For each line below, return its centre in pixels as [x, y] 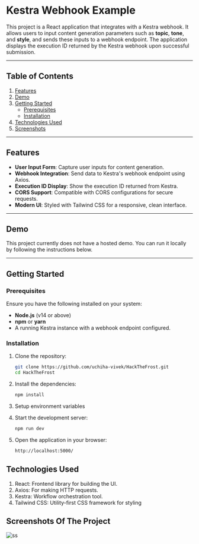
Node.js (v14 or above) [43, 315]
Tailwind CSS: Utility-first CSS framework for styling [78, 502]
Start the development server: [51, 418]
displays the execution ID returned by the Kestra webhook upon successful [98, 46]
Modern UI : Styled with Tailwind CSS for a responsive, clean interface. [101, 205]
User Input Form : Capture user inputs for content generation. [89, 167]
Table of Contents [40, 76]
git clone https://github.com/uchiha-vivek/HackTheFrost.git [92, 367]
